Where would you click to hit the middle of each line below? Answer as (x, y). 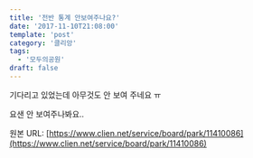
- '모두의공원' (41, 60)
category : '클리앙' (43, 43)
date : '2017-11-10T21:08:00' (64, 26)
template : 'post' (42, 34)
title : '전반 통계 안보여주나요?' (65, 18)
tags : (19, 51)
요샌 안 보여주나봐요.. (47, 114)
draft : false (34, 69)
